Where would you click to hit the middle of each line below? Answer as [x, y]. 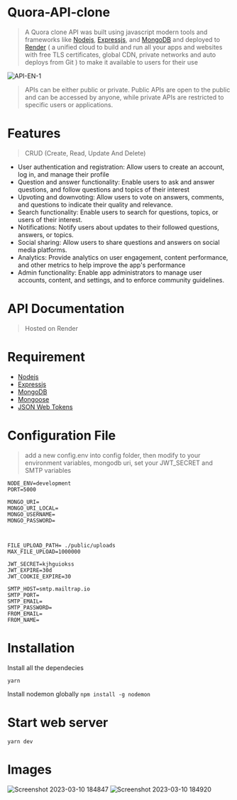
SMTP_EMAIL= [25, 601]
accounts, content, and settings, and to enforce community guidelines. [121, 280]
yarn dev [20, 741]
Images [29, 769]
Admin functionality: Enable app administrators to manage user [110, 272]
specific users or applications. [69, 104]
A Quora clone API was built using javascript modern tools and [116, 32]
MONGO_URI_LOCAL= [33, 508]
